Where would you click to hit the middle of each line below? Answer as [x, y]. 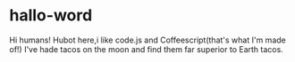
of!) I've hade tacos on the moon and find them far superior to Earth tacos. [146, 49]
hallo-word [51, 15]
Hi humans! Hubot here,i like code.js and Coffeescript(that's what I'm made [147, 40]
